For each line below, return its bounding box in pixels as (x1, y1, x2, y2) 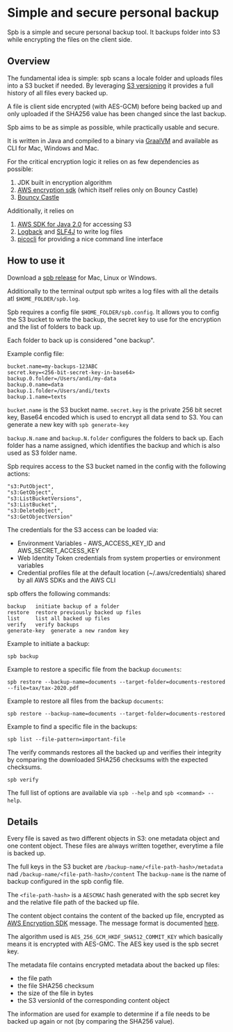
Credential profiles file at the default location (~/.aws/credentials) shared (17, 568, 226, 577)
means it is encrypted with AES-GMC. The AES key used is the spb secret (7, 940, 219, 949)
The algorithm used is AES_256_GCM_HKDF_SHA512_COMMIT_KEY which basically (7, 933, 223, 941)
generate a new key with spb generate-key (7, 420, 129, 428)
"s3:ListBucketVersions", (7, 495, 82, 502)
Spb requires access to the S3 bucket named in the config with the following (7, 462, 226, 470)
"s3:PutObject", (7, 483, 54, 490)
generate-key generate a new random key (7, 627, 129, 634)
